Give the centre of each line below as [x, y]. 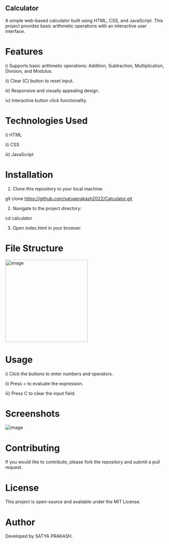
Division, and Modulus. [29, 71]
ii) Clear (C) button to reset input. [40, 81]
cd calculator [19, 218]
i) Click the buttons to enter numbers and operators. [59, 374]
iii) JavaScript [19, 154]
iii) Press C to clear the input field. [40, 393]
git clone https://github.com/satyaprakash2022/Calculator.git [69, 199]
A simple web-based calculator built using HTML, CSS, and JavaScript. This [84, 20]
